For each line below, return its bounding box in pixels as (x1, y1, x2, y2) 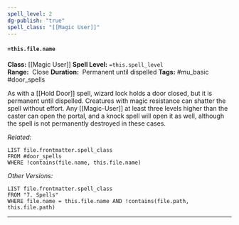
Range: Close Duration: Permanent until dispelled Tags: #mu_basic (7, 67, 209, 76)
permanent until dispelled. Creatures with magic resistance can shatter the (7, 97, 226, 105)
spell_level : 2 (7, 10, 53, 18)
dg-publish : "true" (7, 17, 65, 24)
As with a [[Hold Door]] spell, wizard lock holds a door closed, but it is (7, 89, 213, 97)
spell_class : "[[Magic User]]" (7, 23, 100, 31)
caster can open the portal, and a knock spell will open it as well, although (7, 111, 225, 120)
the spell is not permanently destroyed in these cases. (7, 119, 166, 128)
